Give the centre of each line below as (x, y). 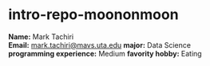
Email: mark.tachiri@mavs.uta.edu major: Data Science (100, 45)
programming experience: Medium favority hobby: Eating (105, 53)
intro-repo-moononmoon (93, 15)
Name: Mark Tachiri (41, 37)
